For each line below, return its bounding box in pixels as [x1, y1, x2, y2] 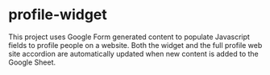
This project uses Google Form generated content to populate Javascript [8, 32, 250, 41]
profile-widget [8, 6, 107, 24]
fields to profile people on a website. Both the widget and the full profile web [8, 40, 263, 49]
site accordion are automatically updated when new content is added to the [8, 49, 260, 58]
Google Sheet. [8, 57, 56, 67]
